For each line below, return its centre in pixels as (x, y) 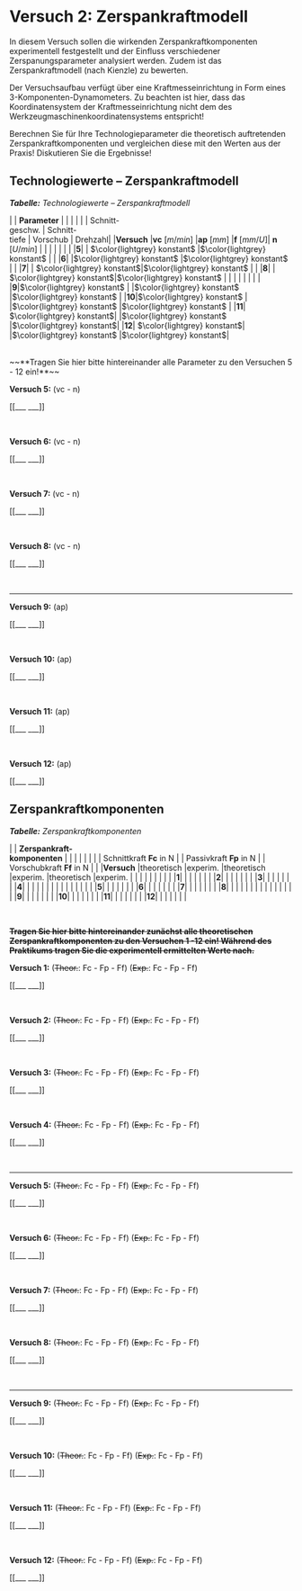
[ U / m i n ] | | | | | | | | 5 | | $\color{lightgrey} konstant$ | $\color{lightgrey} (138, 248)
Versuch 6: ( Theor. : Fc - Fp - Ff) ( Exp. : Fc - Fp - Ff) (104, 1237)
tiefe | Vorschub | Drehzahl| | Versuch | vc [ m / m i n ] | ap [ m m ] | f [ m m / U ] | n (143, 239)
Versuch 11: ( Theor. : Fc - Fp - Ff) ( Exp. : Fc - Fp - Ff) (105, 1507)
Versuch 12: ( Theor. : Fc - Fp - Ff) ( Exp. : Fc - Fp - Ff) (106, 1560)
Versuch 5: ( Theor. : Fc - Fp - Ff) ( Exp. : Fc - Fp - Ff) (104, 1185)
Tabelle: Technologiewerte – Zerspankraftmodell (100, 202)
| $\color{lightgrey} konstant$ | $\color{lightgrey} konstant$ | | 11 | (128, 306)
